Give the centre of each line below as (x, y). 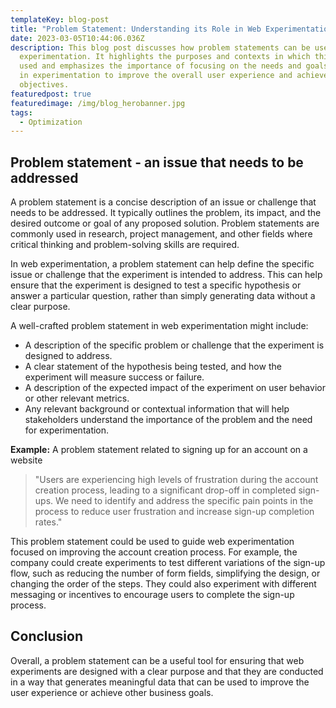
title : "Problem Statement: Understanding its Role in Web (136, 29)
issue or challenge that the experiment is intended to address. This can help (166, 275)
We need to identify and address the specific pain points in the (184, 501)
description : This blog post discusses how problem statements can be (160, 47)
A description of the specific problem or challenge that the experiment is (174, 345)
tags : (21, 112)
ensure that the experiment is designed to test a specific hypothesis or (156, 285)
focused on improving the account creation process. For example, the (154, 552)
